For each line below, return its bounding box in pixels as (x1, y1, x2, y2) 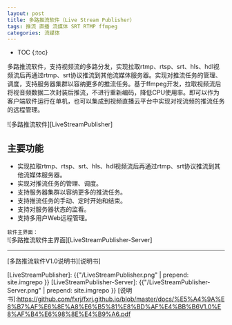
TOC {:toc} (17, 48, 48, 57)
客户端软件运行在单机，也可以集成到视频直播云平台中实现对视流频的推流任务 (7, 97, 225, 106)
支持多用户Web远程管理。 (17, 214, 91, 222)
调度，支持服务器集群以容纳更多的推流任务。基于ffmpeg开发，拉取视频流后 (7, 80, 222, 88)
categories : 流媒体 (7, 29, 60, 37)
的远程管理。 (7, 106, 43, 114)
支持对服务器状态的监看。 (17, 205, 90, 214)
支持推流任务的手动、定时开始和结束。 (17, 197, 126, 205)
